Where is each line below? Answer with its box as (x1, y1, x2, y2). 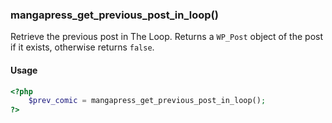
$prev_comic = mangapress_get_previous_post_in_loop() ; (28, 96, 267, 106)
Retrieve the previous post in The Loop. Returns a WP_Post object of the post (10, 31, 324, 43)
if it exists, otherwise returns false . (10, 41, 155, 53)
